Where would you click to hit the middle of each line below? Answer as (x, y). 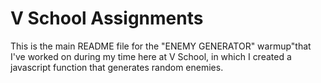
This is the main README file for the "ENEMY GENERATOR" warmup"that (161, 46)
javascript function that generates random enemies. (117, 67)
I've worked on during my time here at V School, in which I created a (151, 56)
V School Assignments (107, 18)
